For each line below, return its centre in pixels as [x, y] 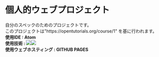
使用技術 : [15, 43]
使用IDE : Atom [21, 37]
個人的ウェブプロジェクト [58, 10]
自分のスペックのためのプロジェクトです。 [48, 25]
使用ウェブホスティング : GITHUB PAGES [47, 50]
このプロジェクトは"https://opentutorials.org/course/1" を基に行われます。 [81, 31]
